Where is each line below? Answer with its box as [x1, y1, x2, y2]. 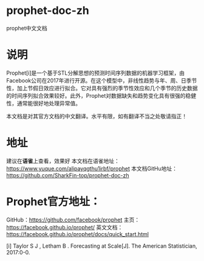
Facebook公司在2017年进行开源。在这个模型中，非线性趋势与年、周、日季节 [6, 76, 197, 84]
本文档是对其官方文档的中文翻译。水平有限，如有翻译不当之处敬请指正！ [6, 112, 187, 120]
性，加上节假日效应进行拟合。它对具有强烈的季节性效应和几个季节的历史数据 [6, 84, 198, 92]
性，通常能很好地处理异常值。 [6, 100, 81, 107]
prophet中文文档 [6, 24, 47, 32]
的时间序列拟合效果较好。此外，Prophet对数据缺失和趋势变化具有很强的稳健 [6, 92, 196, 99]
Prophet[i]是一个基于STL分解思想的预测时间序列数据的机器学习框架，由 [6, 69, 185, 76]
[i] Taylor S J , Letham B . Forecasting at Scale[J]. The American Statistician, [6, 242, 197, 249]
